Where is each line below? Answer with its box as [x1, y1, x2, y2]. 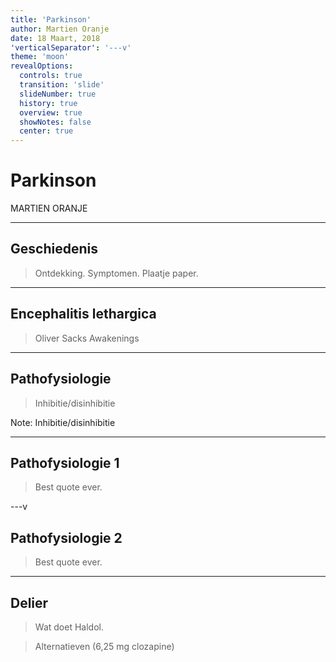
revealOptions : [10, 61, 74, 71]
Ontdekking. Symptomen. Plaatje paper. [34, 267, 199, 279]
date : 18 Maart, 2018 [10, 33, 101, 43]
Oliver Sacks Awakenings [34, 332, 140, 344]
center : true [19, 126, 74, 136]
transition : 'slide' [19, 80, 105, 90]
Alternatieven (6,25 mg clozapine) [34, 640, 175, 652]
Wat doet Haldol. [34, 621, 104, 633]
